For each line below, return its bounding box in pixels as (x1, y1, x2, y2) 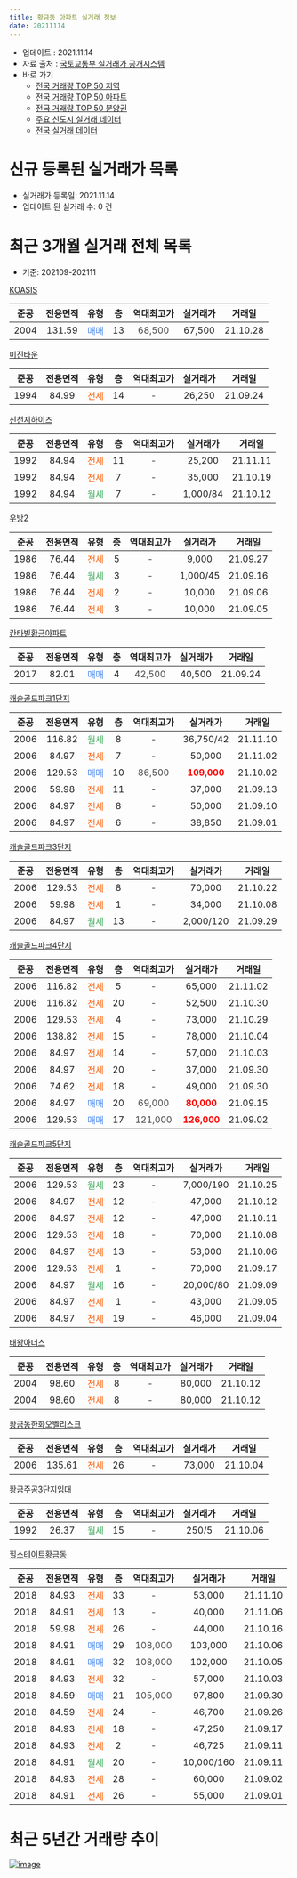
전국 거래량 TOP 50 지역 (35, 80, 120, 91)
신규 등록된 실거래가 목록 (9, 159, 179, 179)
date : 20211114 (9, 21, 66, 30)
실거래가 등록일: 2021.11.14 (21, 190, 116, 201)
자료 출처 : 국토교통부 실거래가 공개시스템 (21, 58, 165, 69)
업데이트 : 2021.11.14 (21, 46, 93, 58)
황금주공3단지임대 (9, 1484, 72, 1495)
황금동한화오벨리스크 (9, 1419, 82, 1429)
